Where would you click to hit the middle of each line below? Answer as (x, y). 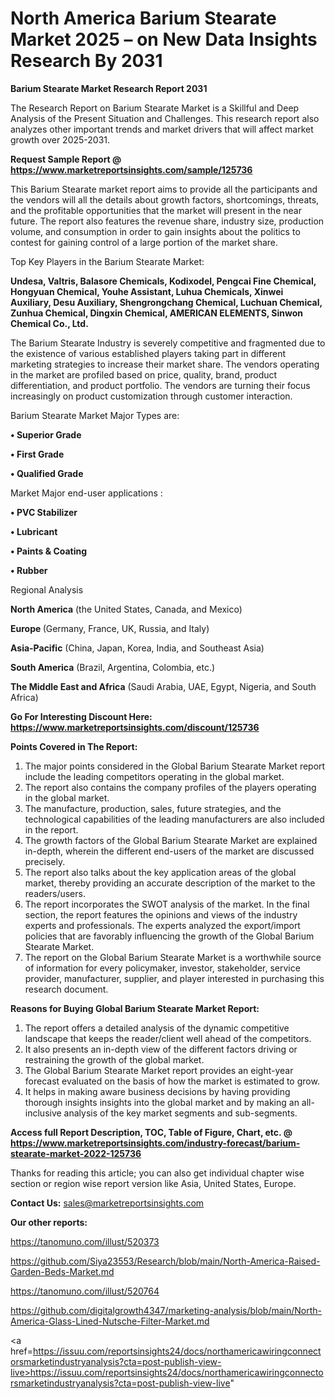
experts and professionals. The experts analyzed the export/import (162, 925)
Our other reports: (49, 1222)
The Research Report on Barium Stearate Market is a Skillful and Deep (155, 108)
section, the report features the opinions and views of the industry (161, 914)
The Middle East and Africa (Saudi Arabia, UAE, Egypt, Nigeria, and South (163, 686)
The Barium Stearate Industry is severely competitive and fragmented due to (168, 343)
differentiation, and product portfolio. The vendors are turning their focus (160, 385)
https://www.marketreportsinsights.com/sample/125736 (131, 169)
